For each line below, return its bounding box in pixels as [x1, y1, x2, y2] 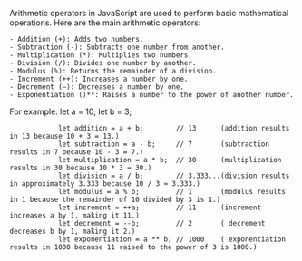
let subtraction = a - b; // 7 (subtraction [57, 140, 270, 149]
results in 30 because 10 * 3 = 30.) [9, 163, 152, 172]
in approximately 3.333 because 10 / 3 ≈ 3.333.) [9, 179, 201, 188]
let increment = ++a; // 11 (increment [57, 203, 261, 212]
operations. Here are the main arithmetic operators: [9, 17, 201, 28]
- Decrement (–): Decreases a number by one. [9, 82, 184, 92]
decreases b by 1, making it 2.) [9, 227, 136, 236]
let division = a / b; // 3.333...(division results [57, 171, 290, 180]
